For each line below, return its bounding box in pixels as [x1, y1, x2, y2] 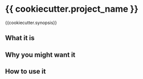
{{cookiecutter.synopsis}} [5, 20, 57, 26]
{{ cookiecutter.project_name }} [5, 3, 139, 15]
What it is [5, 34, 35, 42]
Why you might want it [5, 51, 76, 59]
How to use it [5, 67, 46, 76]
